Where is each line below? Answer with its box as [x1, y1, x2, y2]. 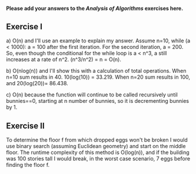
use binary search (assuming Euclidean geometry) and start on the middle [6, 143, 186, 150]
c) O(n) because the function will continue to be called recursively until [6, 91, 178, 98]
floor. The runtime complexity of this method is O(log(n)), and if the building [6, 149, 190, 156]
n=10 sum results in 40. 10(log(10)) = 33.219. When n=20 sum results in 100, [6, 73, 190, 81]
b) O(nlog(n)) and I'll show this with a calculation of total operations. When [6, 68, 187, 75]
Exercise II [6, 121, 45, 130]
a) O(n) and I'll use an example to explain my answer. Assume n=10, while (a [6, 37, 191, 44]
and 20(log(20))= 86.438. [6, 80, 69, 87]
